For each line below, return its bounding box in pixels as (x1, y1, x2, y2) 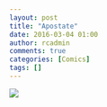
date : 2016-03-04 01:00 (9, 30, 99, 39)
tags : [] (9, 64, 42, 73)
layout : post (9, 13, 58, 22)
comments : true (9, 47, 67, 56)
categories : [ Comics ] (9, 55, 91, 64)
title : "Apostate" (9, 22, 78, 31)
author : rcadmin (9, 38, 70, 48)
